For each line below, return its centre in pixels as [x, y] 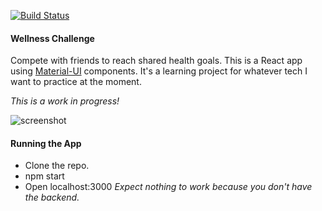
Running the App [46, 143]
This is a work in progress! [65, 101]
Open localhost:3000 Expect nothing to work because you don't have [168, 187]
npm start [44, 176]
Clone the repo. [57, 166]
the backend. [52, 197]
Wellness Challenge [52, 38]
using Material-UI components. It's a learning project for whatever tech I [159, 71]
